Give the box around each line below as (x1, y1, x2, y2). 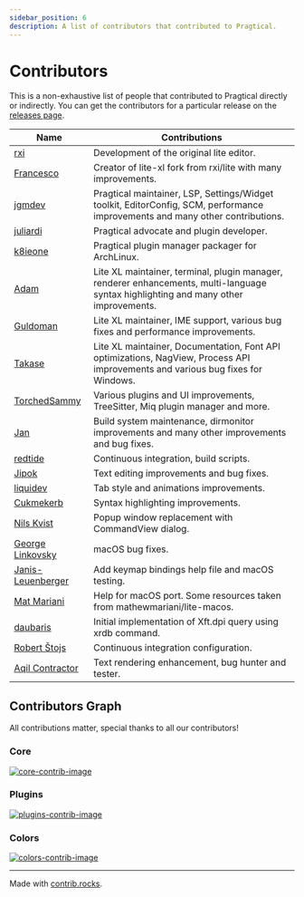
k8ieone (14, 246, 49, 258)
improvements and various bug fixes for (93, 363, 262, 376)
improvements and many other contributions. (93, 210, 285, 223)
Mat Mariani (14, 595, 65, 608)
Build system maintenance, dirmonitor (93, 415, 255, 428)
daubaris (14, 622, 52, 634)
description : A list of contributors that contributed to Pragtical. (9, 22, 278, 31)
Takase (14, 357, 45, 370)
